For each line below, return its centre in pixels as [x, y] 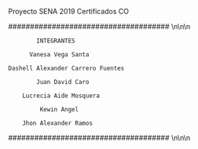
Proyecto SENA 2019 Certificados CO [69, 11]
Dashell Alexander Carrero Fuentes [66, 68]
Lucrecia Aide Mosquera [61, 96]
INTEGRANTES [56, 41]
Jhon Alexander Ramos [57, 123]
